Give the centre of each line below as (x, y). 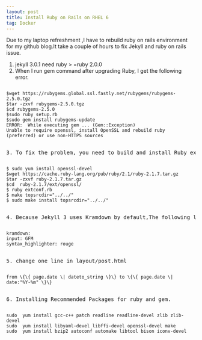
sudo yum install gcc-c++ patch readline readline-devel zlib (87, 316)
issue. (14, 53)
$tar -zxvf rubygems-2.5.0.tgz (45, 104)
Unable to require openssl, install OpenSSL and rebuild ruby (86, 131)
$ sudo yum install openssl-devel (50, 169)
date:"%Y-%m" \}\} (29, 283)
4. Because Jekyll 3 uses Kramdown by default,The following (98, 218)
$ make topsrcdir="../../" (40, 195)
